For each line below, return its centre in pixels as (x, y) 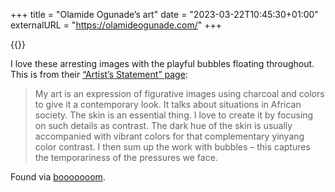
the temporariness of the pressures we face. (126, 157)
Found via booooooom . (58, 177)
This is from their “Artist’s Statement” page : (99, 74)
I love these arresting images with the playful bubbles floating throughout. (162, 63)
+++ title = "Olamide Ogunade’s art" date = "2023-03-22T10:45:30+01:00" (164, 14)
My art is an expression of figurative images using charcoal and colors (179, 93)
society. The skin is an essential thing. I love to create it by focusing (174, 115)
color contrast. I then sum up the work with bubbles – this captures (172, 147)
